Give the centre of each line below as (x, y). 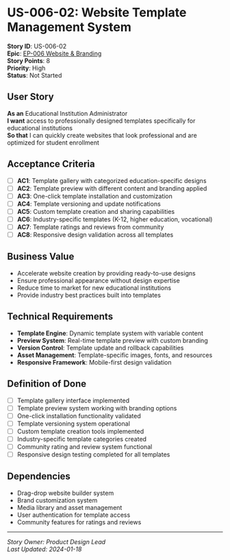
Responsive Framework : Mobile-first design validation (94, 362)
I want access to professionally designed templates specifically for (101, 121)
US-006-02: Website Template (97, 13)
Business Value (41, 257)
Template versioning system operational (73, 424)
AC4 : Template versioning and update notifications (89, 204)
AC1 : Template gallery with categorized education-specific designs (112, 180)
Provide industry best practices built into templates (89, 295)
